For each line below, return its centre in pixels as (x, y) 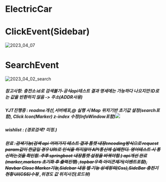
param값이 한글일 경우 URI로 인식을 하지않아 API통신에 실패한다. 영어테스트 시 (80, 149)
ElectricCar (29, 9)
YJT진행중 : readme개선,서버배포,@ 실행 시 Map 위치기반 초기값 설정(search (81, 110)
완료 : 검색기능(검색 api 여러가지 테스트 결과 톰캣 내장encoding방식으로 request (82, 143)
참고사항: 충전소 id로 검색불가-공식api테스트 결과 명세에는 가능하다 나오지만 (77, 91)
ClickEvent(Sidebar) (47, 32)
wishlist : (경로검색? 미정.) (31, 130)
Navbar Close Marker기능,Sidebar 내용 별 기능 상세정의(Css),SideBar (75, 168)
